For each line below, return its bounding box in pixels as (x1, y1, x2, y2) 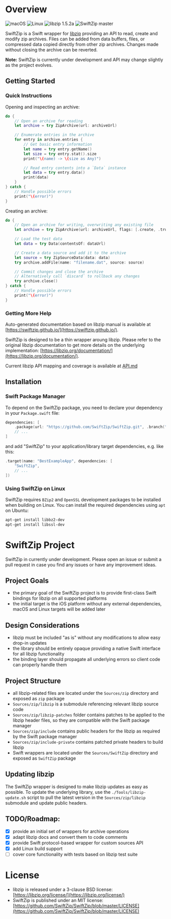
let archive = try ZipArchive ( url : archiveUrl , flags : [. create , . (14, 227, 161, 232)
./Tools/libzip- (111, 790, 146, 795)
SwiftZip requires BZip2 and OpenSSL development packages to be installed (5, 497, 161, 503)
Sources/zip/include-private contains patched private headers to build (12, 739, 163, 745)
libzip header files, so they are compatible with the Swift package (12, 717, 150, 723)
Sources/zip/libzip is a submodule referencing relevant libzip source (12, 701, 159, 707)
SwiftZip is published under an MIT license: (12, 897, 103, 903)
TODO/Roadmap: (5, 815, 60, 823)
